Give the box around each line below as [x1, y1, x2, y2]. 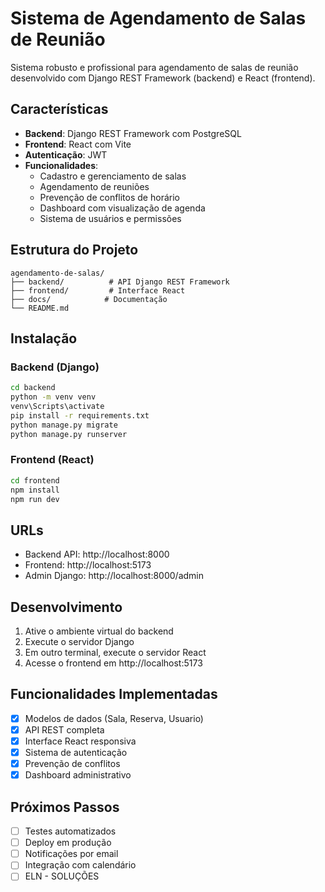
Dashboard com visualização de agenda [39, 202, 206, 214]
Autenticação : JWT [24, 148, 108, 161]
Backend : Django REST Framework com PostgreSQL [24, 127, 242, 139]
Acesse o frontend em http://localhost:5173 [24, 657, 203, 669]
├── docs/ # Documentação [10, 294, 168, 304]
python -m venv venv [10, 392, 97, 402]
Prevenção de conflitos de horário [39, 191, 180, 203]
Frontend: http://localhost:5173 [24, 559, 152, 571]
